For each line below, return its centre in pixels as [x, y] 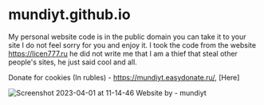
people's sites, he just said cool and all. [73, 62]
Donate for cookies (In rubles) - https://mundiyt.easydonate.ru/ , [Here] [124, 77]
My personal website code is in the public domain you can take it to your [127, 37]
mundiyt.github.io [69, 15]
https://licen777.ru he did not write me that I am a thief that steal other [123, 53]
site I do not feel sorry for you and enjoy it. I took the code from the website [132, 45]
